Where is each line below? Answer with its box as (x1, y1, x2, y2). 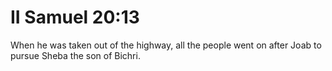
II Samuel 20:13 (10, 6, 140, 29)
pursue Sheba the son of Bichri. (10, 49, 141, 61)
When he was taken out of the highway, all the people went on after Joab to (10, 39, 322, 51)
